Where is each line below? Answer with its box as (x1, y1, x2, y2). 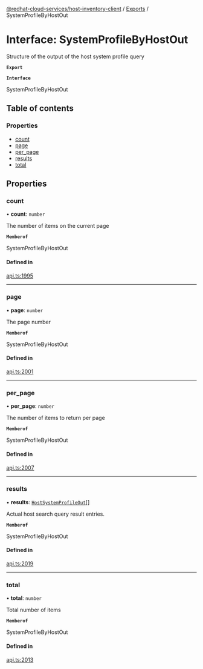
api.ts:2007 (6, 464, 34, 471)
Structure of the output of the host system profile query (6, 53, 145, 60)
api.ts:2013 (6, 656, 34, 663)
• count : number (6, 210, 45, 218)
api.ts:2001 (6, 368, 34, 375)
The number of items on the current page (6, 222, 109, 230)
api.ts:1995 (6, 272, 34, 279)
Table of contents (6, 103, 74, 114)
